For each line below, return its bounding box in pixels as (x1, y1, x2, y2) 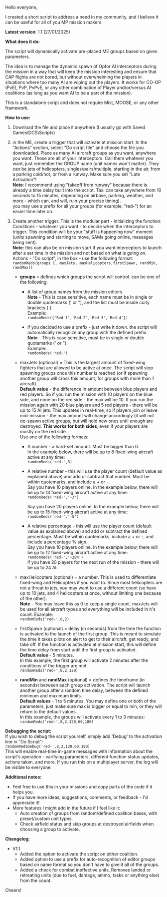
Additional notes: (5, 774, 42, 780)
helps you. (12, 789, 34, 795)
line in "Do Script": (5, 739, 43, 744)
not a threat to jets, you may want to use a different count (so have (19, 585, 157, 591)
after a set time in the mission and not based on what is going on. (12, 250, 147, 256)
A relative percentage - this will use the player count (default (27, 523, 152, 529)
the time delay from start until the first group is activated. (19, 647, 137, 652)
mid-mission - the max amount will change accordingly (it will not (19, 413, 155, 418)
